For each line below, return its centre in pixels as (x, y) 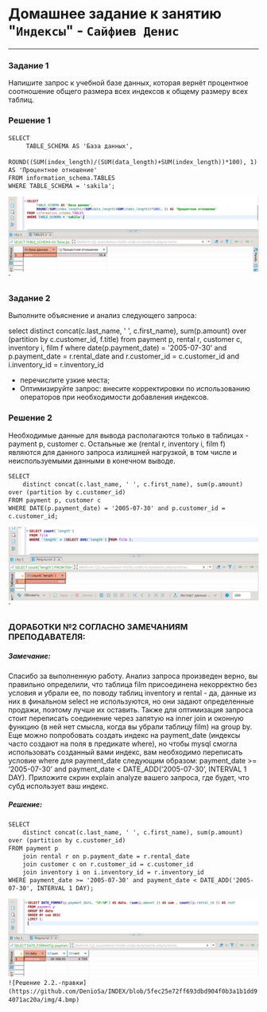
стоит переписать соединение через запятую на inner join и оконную (126, 719)
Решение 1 (30, 120)
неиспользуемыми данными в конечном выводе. (92, 461)
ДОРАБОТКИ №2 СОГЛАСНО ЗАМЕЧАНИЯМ (98, 627)
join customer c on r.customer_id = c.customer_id (108, 865)
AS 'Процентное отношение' (53, 170)
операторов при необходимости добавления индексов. (114, 397)
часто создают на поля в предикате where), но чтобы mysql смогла (123, 744)
